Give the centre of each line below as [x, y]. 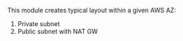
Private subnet [38, 24]
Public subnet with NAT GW [58, 31]
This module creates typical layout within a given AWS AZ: [92, 10]
